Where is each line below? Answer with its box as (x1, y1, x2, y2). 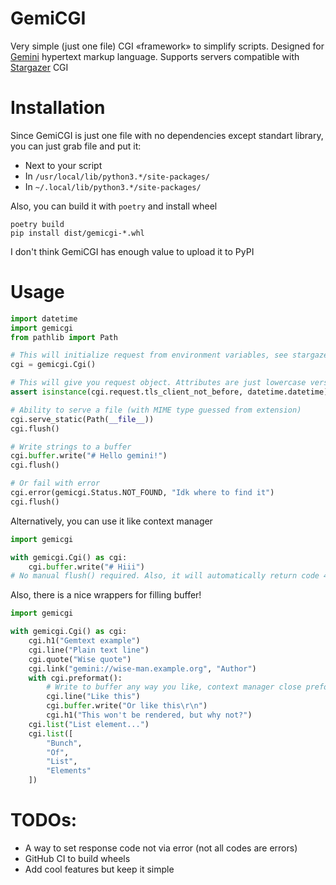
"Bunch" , (46, 738, 83, 748)
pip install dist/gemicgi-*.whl (10, 228, 145, 238)
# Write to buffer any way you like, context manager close (46, 682, 302, 692)
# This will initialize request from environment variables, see (10, 350, 288, 361)
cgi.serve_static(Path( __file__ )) (10, 414, 155, 424)
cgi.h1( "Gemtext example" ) (28, 636, 141, 646)
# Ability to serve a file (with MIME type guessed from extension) (10, 405, 302, 415)
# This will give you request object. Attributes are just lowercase (10, 378, 307, 388)
